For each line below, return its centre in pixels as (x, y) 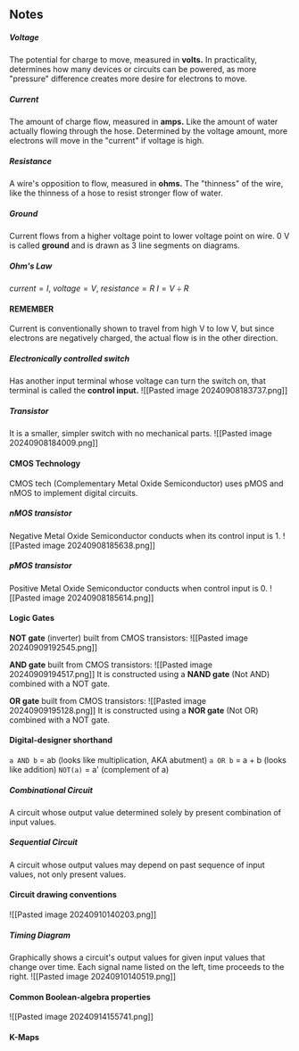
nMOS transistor (41, 513)
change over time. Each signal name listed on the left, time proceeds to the (147, 967)
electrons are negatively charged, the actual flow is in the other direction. (144, 338)
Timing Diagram (40, 935)
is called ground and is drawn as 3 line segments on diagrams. (125, 245)
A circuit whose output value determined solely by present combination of (145, 812)
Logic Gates (32, 618)
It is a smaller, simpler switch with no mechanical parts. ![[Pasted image (141, 434)
